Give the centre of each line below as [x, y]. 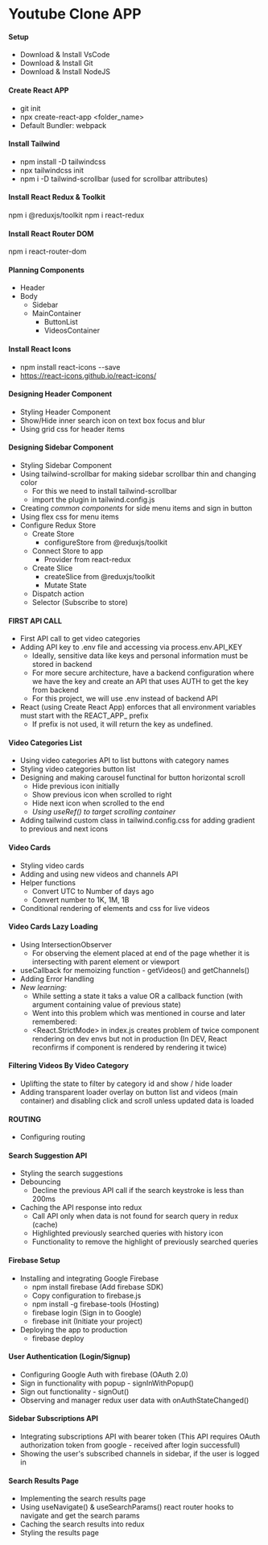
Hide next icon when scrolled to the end [98, 803]
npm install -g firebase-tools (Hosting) [95, 1304]
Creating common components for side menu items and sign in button [136, 508]
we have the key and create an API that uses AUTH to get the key [140, 681]
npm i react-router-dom [47, 251]
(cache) [45, 1224]
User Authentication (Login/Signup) [70, 1357]
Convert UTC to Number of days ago [93, 891]
